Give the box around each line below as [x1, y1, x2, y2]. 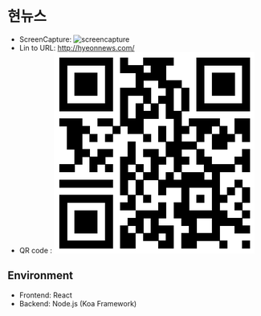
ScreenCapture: [18, 34, 72, 44]
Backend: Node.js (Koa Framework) [18, 298, 137, 308]
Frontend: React [18, 290, 73, 300]
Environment [7, 269, 74, 282]
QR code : [18, 245, 53, 255]
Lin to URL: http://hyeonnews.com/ [18, 43, 135, 52]
